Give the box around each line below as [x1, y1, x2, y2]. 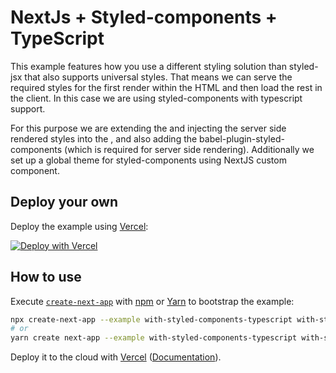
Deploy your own [10, 194, 118, 211]
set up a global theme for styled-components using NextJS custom [10, 154, 287, 166]
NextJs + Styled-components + [10, 6, 278, 29]
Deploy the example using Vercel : [10, 220, 149, 232]
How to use [10, 269, 82, 286]
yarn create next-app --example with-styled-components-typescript [10, 333, 298, 343]
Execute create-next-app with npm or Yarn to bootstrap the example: [10, 295, 295, 307]
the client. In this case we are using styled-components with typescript [10, 92, 303, 104]
